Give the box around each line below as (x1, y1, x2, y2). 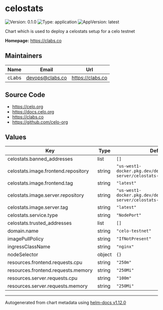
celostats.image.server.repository (7, 192, 84, 199)
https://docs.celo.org (12, 108, 54, 114)
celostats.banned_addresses (7, 155, 73, 162)
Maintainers (5, 52, 43, 60)
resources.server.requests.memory (7, 283, 88, 290)
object (97, 251, 112, 258)
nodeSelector (7, 251, 38, 258)
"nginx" (116, 244, 134, 249)
